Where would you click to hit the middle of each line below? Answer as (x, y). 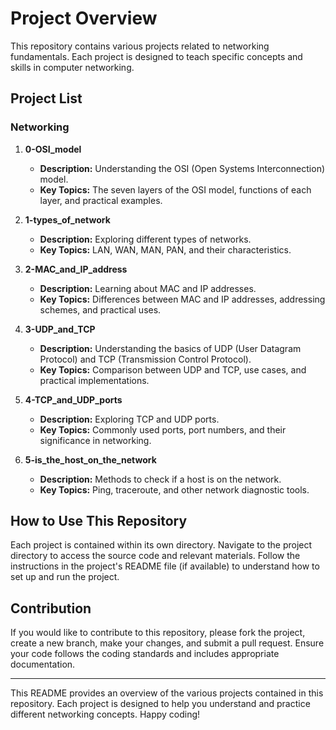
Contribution (51, 608)
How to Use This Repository (99, 521)
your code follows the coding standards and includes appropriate (145, 654)
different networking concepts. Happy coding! (105, 714)
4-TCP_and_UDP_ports (73, 399)
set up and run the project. (65, 577)
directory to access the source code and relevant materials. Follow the (155, 556)
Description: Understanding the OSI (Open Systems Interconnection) (182, 168)
